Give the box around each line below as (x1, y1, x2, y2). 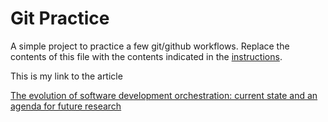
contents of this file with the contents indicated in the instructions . (10, 50, 283, 62)
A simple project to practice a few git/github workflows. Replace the (10, 40, 290, 52)
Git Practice (10, 7, 110, 30)
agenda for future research (10, 100, 122, 112)
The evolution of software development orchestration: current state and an (10, 89, 318, 101)
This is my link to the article (10, 70, 123, 82)
